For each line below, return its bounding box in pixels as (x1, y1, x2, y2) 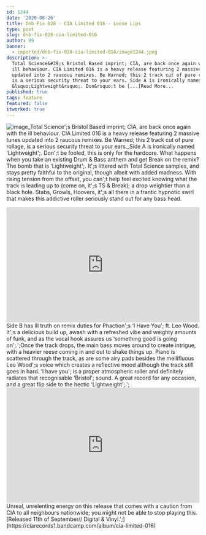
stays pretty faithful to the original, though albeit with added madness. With (6, 168, 197, 176)
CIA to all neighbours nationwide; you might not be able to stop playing (6, 509, 186, 516)
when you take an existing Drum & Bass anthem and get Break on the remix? (6, 155, 199, 163)
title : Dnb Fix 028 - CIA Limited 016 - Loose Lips (6, 20, 141, 26)
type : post (6, 26, 34, 33)
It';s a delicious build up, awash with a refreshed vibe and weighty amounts (6, 328, 197, 335)
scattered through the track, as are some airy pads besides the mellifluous (6, 354, 194, 362)
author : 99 (6, 37, 34, 44)
